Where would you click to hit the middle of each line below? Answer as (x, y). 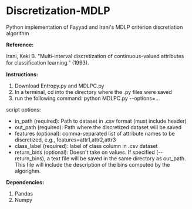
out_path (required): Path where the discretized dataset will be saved (98, 127)
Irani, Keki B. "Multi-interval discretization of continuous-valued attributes (95, 56)
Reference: (20, 45)
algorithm (18, 33)
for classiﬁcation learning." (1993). (48, 62)
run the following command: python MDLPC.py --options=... (87, 98)
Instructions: (22, 74)
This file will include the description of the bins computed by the (92, 164)
